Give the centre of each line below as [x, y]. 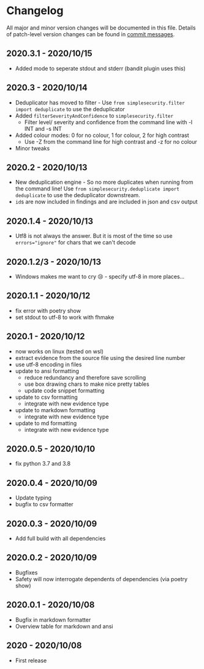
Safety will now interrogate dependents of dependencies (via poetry [101, 579]
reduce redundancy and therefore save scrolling [85, 377]
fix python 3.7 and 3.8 [43, 464]
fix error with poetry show [48, 310]
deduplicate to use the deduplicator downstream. [77, 195]
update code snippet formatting [64, 390]
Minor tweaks [32, 148]
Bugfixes [26, 573]
